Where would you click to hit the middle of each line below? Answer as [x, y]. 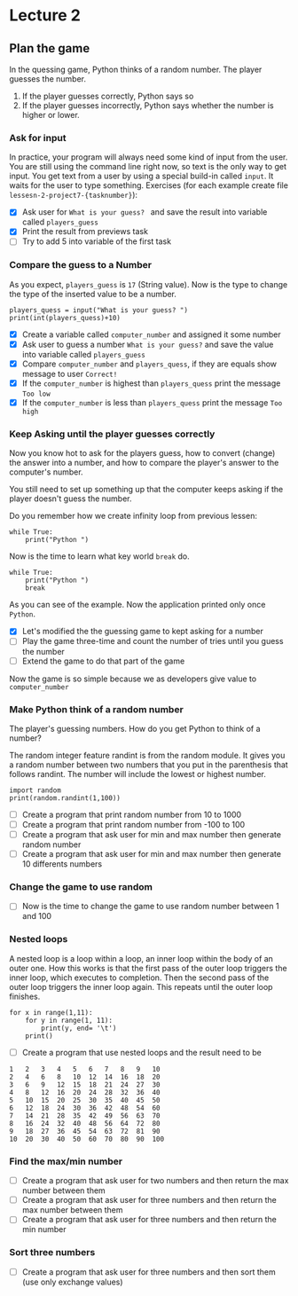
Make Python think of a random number [96, 709]
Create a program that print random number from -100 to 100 [133, 824]
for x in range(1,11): [51, 1012]
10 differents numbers [62, 864]
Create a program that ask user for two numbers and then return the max [155, 1181]
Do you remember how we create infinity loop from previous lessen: [133, 516]
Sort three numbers [52, 1253]
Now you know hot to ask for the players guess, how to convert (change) [142, 453]
